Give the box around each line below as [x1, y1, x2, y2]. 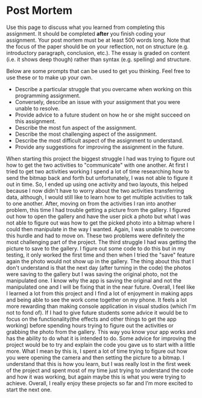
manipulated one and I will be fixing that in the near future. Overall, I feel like [6, 283, 195, 290]
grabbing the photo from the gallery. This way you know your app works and [6, 328, 197, 335]
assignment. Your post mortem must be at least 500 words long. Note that [6, 36, 191, 43]
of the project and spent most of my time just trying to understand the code [6, 367, 194, 374]
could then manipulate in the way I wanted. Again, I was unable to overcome [6, 225, 196, 233]
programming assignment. [14, 92, 81, 99]
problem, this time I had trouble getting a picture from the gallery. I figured [6, 206, 191, 213]
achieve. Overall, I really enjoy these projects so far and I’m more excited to [6, 379, 193, 387]
